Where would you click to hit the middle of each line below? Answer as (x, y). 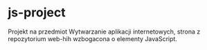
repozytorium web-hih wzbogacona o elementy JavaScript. (92, 38)
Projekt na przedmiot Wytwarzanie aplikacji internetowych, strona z (104, 32)
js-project (37, 13)
